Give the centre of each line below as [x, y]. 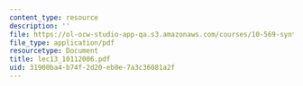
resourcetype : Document [54, 51]
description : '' [40, 26]
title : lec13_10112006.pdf [60, 59]
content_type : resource [54, 17]
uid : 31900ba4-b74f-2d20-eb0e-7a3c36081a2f [92, 68]
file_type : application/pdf [62, 43]
